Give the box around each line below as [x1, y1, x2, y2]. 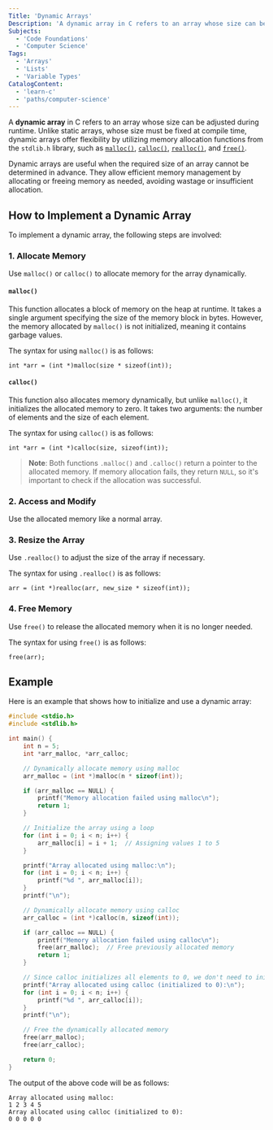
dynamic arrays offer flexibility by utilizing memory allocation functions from [8, 135, 264, 145]
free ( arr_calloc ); [23, 1041, 85, 1050]
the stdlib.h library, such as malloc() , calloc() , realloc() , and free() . [8, 143, 248, 153]
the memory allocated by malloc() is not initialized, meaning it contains [8, 321, 246, 331]
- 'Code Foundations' [15, 34, 89, 43]
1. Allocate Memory [8, 250, 87, 261]
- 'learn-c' [15, 87, 57, 96]
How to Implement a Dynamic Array [8, 208, 192, 222]
